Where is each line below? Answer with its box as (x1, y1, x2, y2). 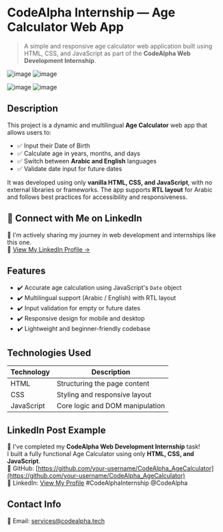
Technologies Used (7, 347, 91, 358)
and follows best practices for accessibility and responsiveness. (7, 193, 188, 201)
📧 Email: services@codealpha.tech (7, 516, 105, 524)
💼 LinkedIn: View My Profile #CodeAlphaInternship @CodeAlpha (7, 479, 188, 487)
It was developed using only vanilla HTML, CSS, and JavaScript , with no (7, 178, 213, 186)
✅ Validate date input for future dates (16, 164, 122, 172)
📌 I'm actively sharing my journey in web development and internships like (7, 230, 216, 239)
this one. (7, 238, 32, 246)
